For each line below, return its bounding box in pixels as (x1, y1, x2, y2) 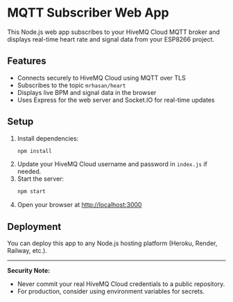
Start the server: (17, 175, 64, 183)
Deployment (7, 220, 62, 233)
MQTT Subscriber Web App (7, 5, 169, 21)
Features (7, 55, 46, 67)
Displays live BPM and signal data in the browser (17, 88, 157, 96)
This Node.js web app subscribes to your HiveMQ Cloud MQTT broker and (7, 28, 221, 36)
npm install (17, 148, 52, 154)
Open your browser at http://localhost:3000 (17, 201, 142, 209)
